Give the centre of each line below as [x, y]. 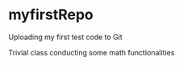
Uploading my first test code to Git [65, 37]
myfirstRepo [51, 15]
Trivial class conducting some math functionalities [91, 52]
